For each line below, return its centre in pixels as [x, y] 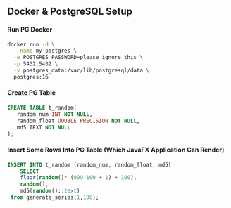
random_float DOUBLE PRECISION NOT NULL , [78, 121]
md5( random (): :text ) [50, 191]
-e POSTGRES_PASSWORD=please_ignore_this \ [78, 58]
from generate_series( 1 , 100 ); [55, 197]
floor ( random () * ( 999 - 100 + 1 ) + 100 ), [79, 178]
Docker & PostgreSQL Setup [70, 12]
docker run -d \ [31, 44]
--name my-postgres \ [45, 51]
